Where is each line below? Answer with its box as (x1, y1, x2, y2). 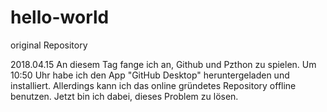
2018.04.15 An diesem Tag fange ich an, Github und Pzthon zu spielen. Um (10, 58, 317, 70)
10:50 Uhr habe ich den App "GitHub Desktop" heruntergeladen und (10, 69, 290, 81)
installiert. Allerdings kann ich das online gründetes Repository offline (10, 79, 297, 91)
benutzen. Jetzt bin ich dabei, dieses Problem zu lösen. (10, 90, 239, 102)
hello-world (10, 6, 110, 29)
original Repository (10, 39, 88, 51)
